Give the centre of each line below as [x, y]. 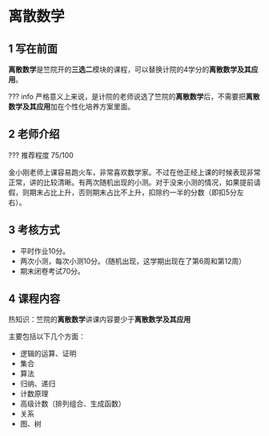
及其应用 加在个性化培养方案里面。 [78, 106]
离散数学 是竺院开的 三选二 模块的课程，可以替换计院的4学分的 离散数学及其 [130, 69]
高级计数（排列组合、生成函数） [72, 404]
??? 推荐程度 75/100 [41, 155]
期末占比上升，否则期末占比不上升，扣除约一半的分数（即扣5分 [133, 192]
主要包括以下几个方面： [47, 336]
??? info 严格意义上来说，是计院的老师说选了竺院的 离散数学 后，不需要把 [127, 96]
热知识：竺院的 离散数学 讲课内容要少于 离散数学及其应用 [99, 320]
